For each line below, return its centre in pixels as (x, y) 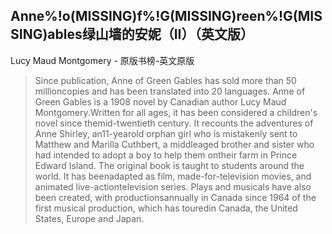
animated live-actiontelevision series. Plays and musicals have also (173, 186)
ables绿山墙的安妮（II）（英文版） (151, 34)
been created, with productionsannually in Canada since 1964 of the (175, 197)
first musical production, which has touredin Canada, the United (166, 208)
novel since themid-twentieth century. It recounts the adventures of (174, 123)
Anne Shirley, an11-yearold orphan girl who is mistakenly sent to (166, 133)
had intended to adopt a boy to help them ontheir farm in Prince (166, 155)
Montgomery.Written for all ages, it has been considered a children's (176, 112)
